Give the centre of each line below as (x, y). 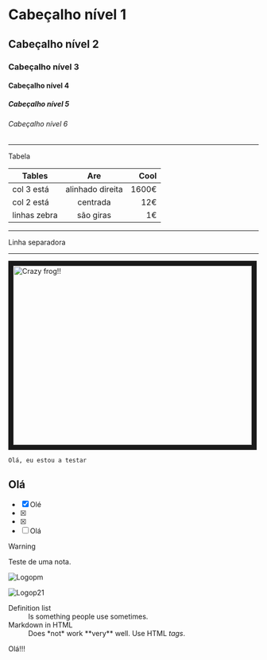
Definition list (30, 608)
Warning (22, 546)
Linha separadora (37, 242)
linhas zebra (35, 215)
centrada (94, 202)
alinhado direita (94, 189)
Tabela (19, 156)
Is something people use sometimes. (88, 617)
